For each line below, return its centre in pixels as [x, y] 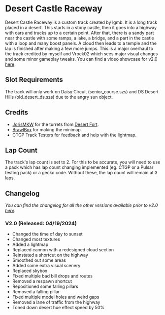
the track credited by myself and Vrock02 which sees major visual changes [82, 54]
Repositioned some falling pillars [45, 286]
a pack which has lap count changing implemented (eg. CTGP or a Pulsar [79, 167]
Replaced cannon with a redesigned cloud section [63, 250]
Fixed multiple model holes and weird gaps [56, 297]
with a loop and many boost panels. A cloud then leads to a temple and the [81, 43]
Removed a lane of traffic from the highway [56, 302]
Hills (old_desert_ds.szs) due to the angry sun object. [59, 97]
